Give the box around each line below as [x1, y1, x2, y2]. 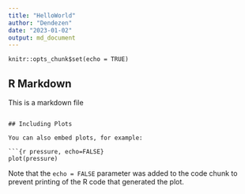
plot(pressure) [8, 155, 58, 163]
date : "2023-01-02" [8, 26, 73, 34]
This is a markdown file [8, 98, 85, 108]
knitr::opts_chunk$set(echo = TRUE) [8, 55, 129, 63]
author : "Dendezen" [8, 19, 73, 27]
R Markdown [8, 77, 72, 90]
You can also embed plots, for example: [8, 134, 144, 143]
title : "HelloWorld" [8, 11, 77, 20]
